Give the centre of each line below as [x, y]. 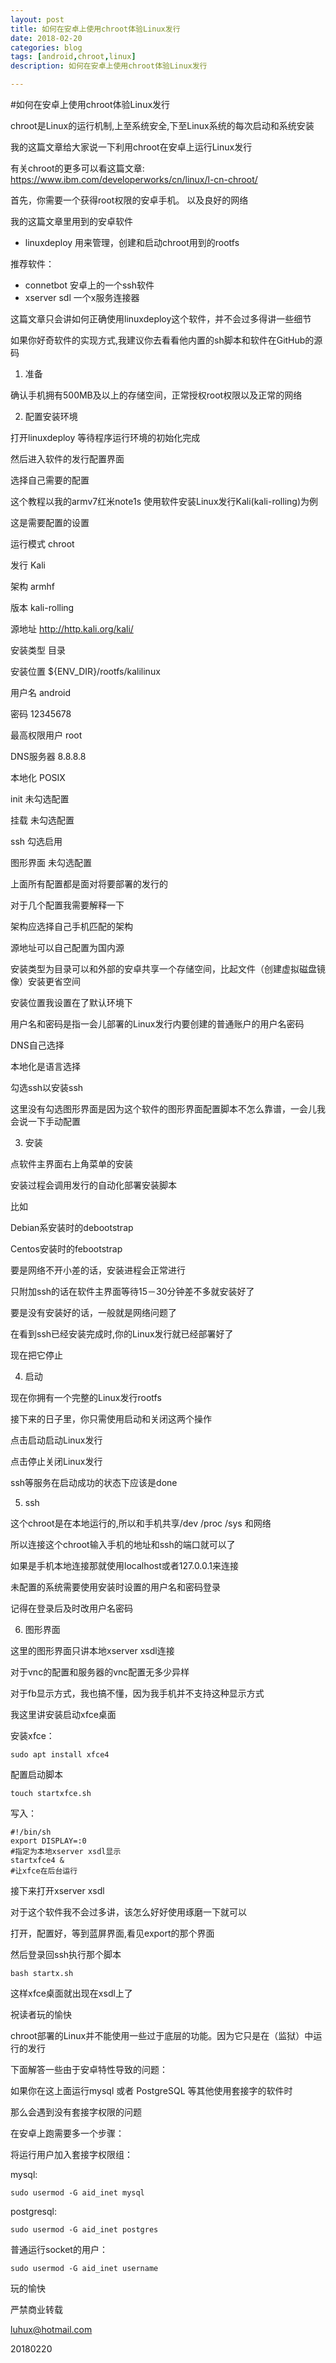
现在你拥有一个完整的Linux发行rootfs [86, 1397]
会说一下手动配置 [45, 1121]
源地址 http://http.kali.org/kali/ [72, 629]
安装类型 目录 [38, 650]
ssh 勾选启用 [36, 841]
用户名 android [41, 692]
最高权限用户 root [46, 735]
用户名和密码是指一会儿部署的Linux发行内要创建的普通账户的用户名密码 [157, 1024]
